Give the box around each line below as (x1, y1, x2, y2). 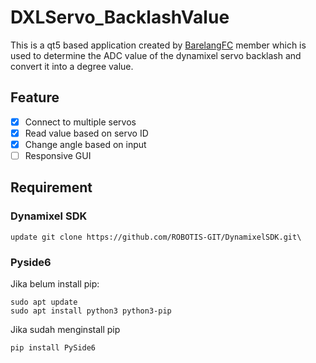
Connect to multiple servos (24, 116, 137, 128)
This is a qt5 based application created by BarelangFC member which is (10, 39, 307, 51)
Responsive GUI (24, 149, 92, 161)
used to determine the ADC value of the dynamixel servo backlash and (10, 49, 302, 61)
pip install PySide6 (10, 342, 97, 353)
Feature (10, 89, 60, 106)
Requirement (10, 179, 93, 196)
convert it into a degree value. (10, 60, 134, 72)
